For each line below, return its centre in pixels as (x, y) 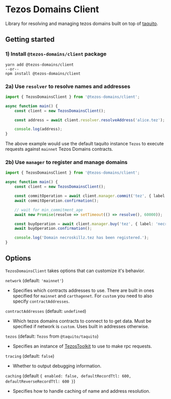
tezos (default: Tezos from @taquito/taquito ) (52, 336)
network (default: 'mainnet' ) (34, 280)
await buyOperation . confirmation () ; (53, 229)
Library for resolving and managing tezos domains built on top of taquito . (82, 23)
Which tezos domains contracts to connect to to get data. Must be (82, 321)
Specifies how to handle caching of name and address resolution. (81, 391)
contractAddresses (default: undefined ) (46, 311)
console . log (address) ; (38, 129)
